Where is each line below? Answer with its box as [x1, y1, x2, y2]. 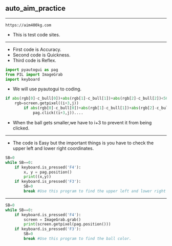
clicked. [12, 125, 30, 131]
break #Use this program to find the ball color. [24, 236, 132, 241]
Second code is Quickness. [12, 51, 71, 58]
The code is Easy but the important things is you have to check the [12, 140, 154, 146]
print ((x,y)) [24, 174, 52, 179]
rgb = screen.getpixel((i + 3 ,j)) [14, 101, 79, 106]
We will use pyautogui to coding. [12, 86, 82, 92]
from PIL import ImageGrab [5, 72, 63, 77]
